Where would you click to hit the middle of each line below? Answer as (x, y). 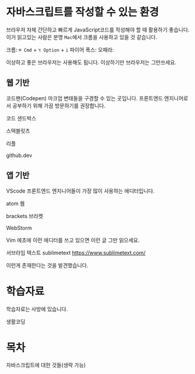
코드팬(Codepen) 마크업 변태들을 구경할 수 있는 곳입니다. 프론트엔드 (85, 98)
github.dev (19, 155)
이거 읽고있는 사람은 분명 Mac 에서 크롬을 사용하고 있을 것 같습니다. (82, 37)
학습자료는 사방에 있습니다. (37, 309)
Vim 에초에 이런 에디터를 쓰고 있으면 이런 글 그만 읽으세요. (73, 240)
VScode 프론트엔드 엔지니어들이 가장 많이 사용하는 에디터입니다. (80, 191)
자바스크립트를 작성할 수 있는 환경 (82, 12)
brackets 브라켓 (25, 216)
